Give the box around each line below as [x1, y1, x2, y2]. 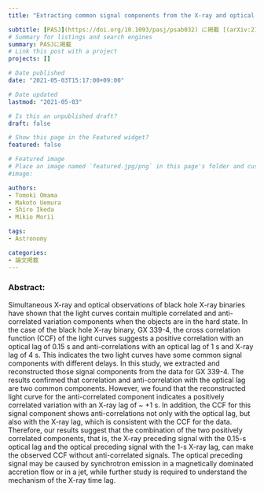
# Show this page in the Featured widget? [8, 134, 149, 142]
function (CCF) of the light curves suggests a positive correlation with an [8, 333, 244, 343]
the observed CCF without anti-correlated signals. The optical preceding [8, 450, 244, 460]
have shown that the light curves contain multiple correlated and [8, 308, 217, 318]
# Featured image [8, 155, 65, 164]
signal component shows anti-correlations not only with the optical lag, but [8, 408, 251, 418]
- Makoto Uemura [8, 198, 61, 207]
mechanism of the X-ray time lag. [8, 475, 116, 484]
